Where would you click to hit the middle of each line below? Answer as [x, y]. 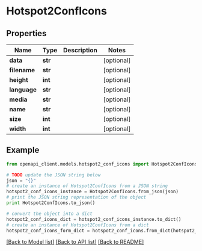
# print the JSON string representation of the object [76, 197]
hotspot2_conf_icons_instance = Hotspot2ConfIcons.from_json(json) [93, 192]
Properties [26, 33]
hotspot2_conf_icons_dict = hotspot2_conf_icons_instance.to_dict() [94, 219]
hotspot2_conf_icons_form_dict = [48, 231]
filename [22, 70]
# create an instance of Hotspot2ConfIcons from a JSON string [87, 186]
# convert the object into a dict [50, 214]
